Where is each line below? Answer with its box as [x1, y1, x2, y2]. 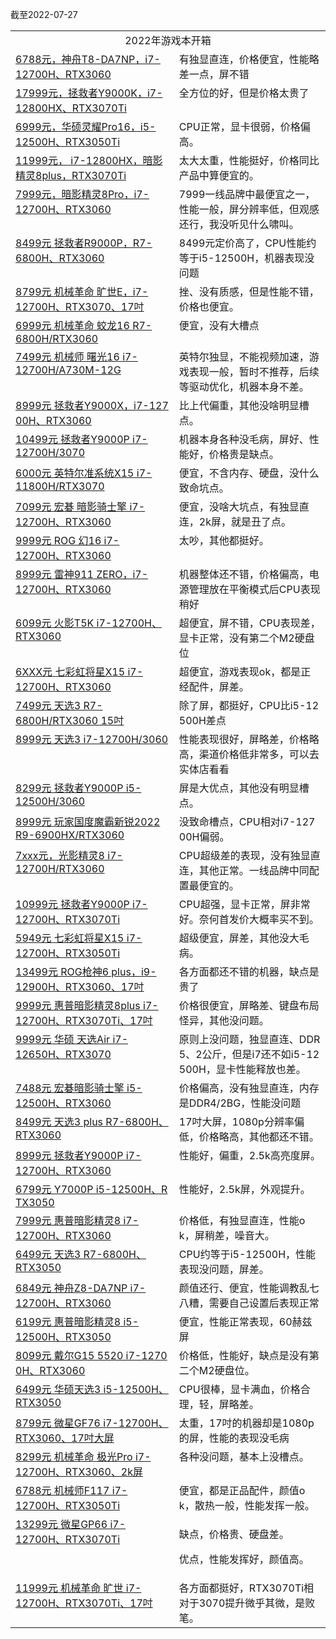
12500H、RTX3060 [15, 1096, 112, 1110]
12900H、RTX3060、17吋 [15, 980, 145, 993]
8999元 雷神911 [15, 568, 94, 581]
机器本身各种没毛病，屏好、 [178, 433, 310, 446]
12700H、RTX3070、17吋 [15, 300, 145, 313]
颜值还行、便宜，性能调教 [178, 1281, 300, 1295]
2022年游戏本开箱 [124, 34, 212, 47]
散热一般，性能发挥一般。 [194, 1499, 315, 1512]
